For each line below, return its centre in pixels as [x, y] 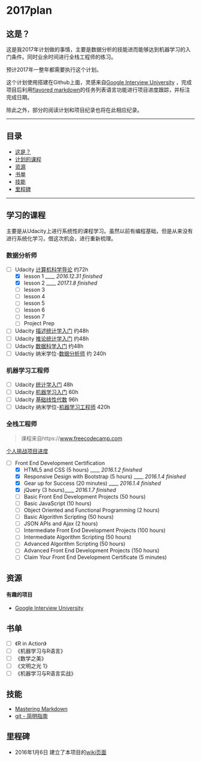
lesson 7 [34, 317]
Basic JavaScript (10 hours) [57, 503]
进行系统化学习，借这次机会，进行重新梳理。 [61, 238]
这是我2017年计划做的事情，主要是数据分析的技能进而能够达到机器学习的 [96, 49]
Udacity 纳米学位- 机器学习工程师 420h [63, 407]
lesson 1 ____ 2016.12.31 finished [63, 276]
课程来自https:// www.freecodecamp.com [71, 438]
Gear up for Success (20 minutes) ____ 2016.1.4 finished [92, 483]
